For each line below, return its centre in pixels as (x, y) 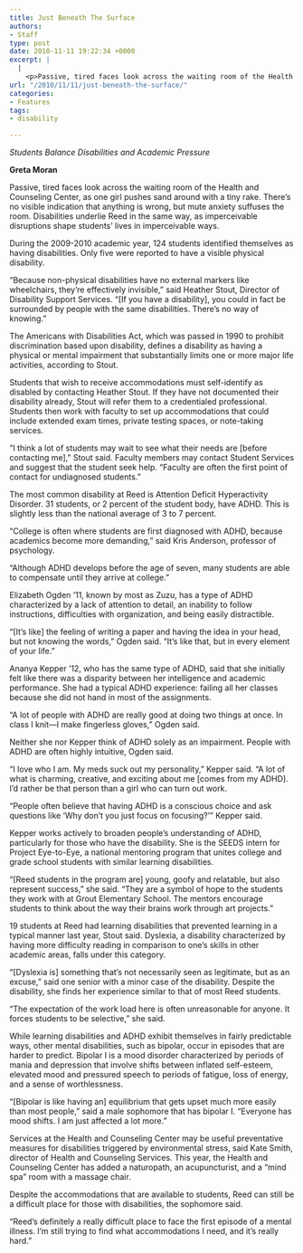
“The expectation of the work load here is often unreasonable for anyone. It (150, 1009)
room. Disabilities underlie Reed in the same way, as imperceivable (133, 216)
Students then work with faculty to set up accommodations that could (139, 412)
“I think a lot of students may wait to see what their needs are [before (138, 448)
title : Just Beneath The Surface (72, 18)
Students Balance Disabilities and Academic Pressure (110, 152)
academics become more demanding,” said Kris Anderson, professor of (143, 541)
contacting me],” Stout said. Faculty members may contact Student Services (152, 458)
